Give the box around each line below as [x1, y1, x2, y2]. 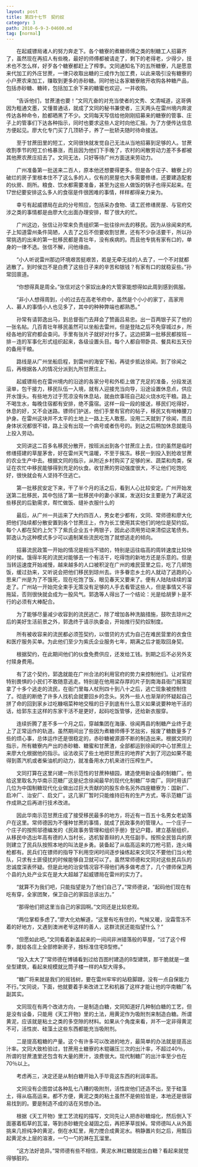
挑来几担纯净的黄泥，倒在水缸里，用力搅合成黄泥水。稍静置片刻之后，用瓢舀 [6, 1127, 192, 1134]
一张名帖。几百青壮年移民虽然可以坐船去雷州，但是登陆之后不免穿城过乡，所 [6, 323, 192, 330]
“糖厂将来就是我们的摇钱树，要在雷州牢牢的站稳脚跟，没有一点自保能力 [16, 976, 190, 983]
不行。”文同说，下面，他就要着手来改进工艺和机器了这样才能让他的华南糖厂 [6, 983, 187, 990]
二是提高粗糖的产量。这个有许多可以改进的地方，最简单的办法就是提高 [16, 1038, 187, 1045]
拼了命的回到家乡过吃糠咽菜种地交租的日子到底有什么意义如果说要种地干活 [6, 700, 187, 707]
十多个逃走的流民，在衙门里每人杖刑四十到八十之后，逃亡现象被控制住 [16, 685, 187, 692]
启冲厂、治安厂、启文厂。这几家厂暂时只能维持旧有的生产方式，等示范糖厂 [6, 792, 187, 799]
